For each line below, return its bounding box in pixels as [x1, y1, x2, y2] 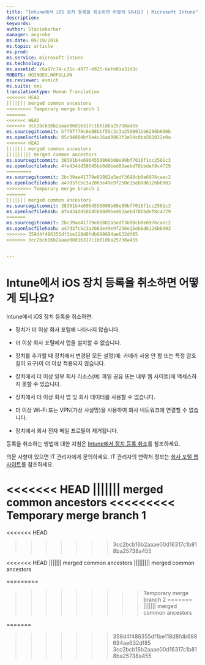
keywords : [6, 20, 32, 26]
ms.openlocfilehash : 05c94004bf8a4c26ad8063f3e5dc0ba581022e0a [6, 134, 171, 141]
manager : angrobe [6, 32, 51, 38]
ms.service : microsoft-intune [6, 55, 84, 61]
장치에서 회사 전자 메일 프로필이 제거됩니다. [15, 427, 119, 434]
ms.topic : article [6, 44, 53, 50]
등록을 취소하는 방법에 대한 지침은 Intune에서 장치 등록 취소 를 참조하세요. [6, 439, 181, 447]
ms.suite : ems [6, 83, 43, 89]
